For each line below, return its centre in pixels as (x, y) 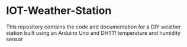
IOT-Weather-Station (59, 11)
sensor (14, 39)
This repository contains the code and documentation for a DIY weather (94, 27)
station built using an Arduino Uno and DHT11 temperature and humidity (93, 32)
